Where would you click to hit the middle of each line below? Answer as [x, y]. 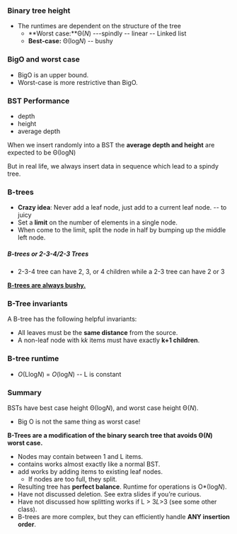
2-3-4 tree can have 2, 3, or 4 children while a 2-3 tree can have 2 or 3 [121, 272]
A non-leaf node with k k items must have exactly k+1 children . [109, 340]
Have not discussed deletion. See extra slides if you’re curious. [109, 494]
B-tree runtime [33, 358]
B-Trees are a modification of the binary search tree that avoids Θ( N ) [110, 436]
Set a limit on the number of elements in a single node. [98, 222]
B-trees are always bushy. [47, 285]
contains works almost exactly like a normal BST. [89, 464]
